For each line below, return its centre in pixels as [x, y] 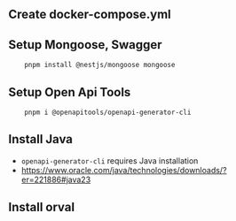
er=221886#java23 [56, 179]
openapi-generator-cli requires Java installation [110, 160]
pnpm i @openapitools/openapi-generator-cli [108, 113]
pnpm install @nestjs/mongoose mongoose [100, 65]
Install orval [42, 207]
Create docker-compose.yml [90, 15]
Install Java [40, 139]
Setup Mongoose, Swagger [85, 45]
